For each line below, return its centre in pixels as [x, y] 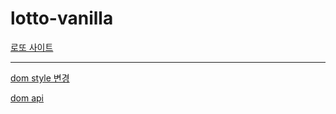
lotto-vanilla [62, 18]
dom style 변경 [40, 78]
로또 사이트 [32, 47]
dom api [27, 98]
